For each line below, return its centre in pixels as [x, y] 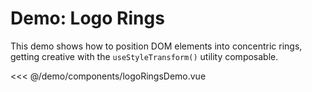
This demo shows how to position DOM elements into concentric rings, [156, 46]
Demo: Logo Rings [87, 18]
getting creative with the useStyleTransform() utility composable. [144, 56]
